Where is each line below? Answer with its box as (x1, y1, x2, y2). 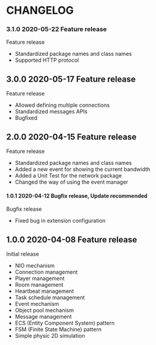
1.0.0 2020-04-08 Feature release (6, 235, 137, 245)
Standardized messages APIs (14, 108, 88, 115)
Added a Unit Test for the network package (14, 172, 122, 179)
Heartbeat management (14, 287, 74, 295)
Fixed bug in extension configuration (14, 217, 106, 224)
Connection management (14, 268, 78, 276)
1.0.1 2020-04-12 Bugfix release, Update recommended (6, 192, 148, 199)
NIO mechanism (14, 262, 55, 269)
